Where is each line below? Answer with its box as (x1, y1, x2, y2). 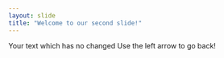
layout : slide (8, 11, 56, 20)
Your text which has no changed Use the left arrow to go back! (8, 41, 216, 50)
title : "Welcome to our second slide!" (8, 19, 143, 27)
